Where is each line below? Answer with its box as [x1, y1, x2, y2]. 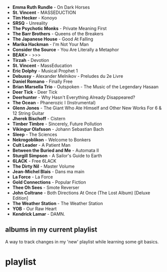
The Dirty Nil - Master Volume [12, 163, 75, 169]
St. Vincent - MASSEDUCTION [12, 9, 76, 15]
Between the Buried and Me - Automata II [12, 147, 99, 153]
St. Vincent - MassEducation [12, 62, 72, 68]
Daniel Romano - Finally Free [12, 78, 73, 84]
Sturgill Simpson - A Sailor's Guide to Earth [12, 153, 102, 159]
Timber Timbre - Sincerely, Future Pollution [12, 121, 102, 127]
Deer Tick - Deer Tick [12, 89, 58, 95]
